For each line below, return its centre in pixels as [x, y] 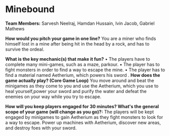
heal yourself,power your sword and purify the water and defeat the [76, 91]
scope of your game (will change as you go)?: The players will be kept [80, 112]
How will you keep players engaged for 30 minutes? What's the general [82, 106]
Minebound [30, 9]
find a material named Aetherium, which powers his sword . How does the [83, 75]
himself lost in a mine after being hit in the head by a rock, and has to [77, 43]
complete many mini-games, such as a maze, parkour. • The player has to [82, 64]
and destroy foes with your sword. [41, 128]
